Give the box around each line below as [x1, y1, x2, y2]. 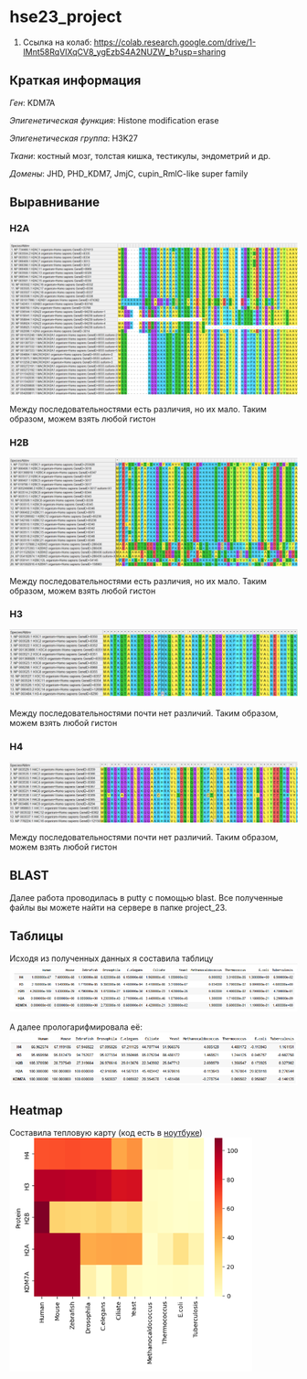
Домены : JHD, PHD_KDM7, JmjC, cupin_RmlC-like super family [9, 167, 249, 179]
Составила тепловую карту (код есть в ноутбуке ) [9, 1127, 203, 1138]
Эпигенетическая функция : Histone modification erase [9, 114, 219, 125]
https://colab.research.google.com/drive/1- [93, 37, 257, 48]
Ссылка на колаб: [22, 37, 92, 48]
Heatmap [9, 1103, 63, 1118]
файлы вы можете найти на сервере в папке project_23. [9, 902, 228, 913]
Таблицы [9, 928, 64, 944]
